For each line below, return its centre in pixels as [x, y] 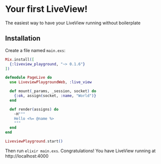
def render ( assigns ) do [34, 109]
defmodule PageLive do [28, 78]
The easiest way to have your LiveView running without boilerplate [73, 23]
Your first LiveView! [46, 9]
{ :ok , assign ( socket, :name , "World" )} [55, 96]
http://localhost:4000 [27, 156]
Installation [23, 38]
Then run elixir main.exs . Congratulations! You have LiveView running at [80, 151]
